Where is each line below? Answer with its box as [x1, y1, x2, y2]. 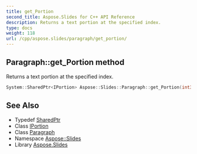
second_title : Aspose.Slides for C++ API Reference [6, 14, 135, 20]
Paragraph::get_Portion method [6, 57, 125, 67]
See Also [6, 101, 39, 111]
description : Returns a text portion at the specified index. [6, 19, 161, 25]
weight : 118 [6, 30, 35, 36]
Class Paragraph [14, 128, 55, 135]
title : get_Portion [6, 8, 54, 15]
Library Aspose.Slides [14, 141, 68, 148]
